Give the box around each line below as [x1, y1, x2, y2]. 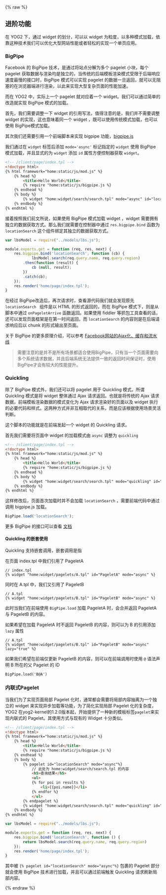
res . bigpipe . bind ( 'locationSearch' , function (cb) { [14, 251, 125, 256]
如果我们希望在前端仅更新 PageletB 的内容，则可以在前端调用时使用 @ [5, 656, 146, 662]
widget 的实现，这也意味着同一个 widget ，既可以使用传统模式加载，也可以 [5, 116, 158, 123]
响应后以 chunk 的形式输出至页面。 [9, 322, 81, 328]
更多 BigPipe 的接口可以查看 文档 [5, 523, 73, 529]
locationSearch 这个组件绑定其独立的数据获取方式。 [5, 228, 111, 234]
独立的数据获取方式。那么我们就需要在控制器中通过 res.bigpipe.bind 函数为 [5, 221, 160, 227]
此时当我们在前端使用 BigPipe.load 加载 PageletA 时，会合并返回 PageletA [5, 605, 157, 611]
